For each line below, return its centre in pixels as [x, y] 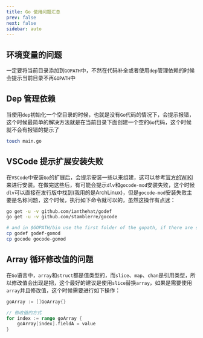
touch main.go [24, 141]
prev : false [21, 18]
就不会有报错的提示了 [33, 129]
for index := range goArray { [44, 318]
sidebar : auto [24, 29]
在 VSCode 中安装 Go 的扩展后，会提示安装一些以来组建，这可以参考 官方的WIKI [100, 177]
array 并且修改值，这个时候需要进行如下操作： [63, 290]
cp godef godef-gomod [34, 233]
